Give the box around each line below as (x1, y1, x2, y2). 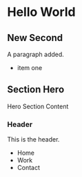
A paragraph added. (7, 50, 64, 58)
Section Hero (7, 84, 65, 96)
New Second (7, 32, 63, 44)
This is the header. (7, 135, 60, 144)
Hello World (7, 4, 76, 20)
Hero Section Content (7, 102, 69, 110)
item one (17, 64, 43, 71)
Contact (17, 164, 40, 172)
